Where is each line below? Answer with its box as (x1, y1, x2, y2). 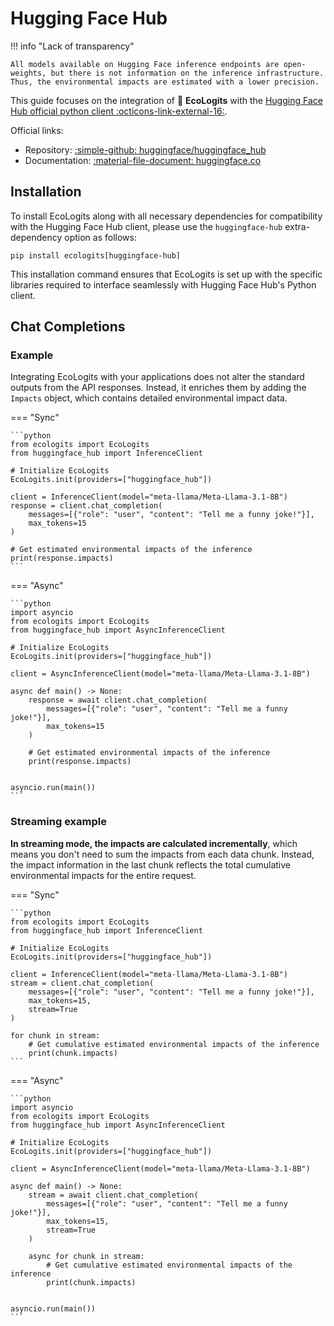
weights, (10, 68, 47, 78)
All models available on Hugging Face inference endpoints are (10, 59, 280, 69)
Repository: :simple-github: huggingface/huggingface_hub (24, 143, 267, 156)
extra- (284, 220, 311, 232)
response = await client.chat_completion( (28, 695, 208, 706)
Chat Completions (10, 318, 126, 336)
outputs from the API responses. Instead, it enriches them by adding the (10, 382, 307, 394)
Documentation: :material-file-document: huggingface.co (24, 154, 262, 166)
